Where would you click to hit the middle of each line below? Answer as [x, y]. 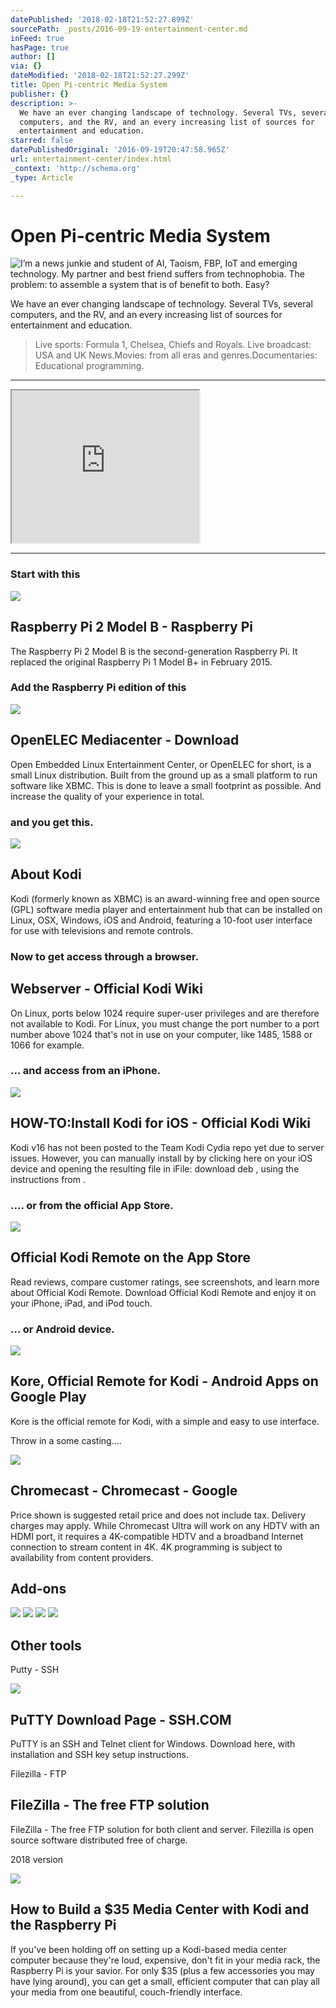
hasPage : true [40, 47]
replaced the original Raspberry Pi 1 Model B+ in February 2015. [141, 662]
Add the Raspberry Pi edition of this [98, 688]
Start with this [45, 574]
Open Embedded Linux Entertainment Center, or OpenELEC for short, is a [161, 764]
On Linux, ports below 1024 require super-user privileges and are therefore [165, 1013]
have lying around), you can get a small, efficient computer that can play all [165, 1981]
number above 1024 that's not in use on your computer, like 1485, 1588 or [161, 1034]
